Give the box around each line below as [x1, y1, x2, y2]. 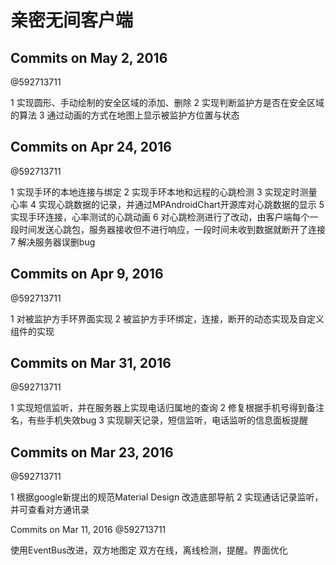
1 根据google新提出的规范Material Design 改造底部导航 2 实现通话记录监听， [10, 491, 324, 503]
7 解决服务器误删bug [10, 236, 96, 248]
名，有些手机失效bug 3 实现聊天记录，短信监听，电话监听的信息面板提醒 [10, 414, 308, 426]
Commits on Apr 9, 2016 [10, 266, 164, 283]
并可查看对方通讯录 [10, 504, 90, 516]
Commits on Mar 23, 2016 [10, 444, 174, 461]
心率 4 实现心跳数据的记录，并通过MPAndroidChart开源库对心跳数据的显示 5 [10, 198, 325, 210]
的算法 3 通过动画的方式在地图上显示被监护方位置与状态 [10, 109, 240, 121]
